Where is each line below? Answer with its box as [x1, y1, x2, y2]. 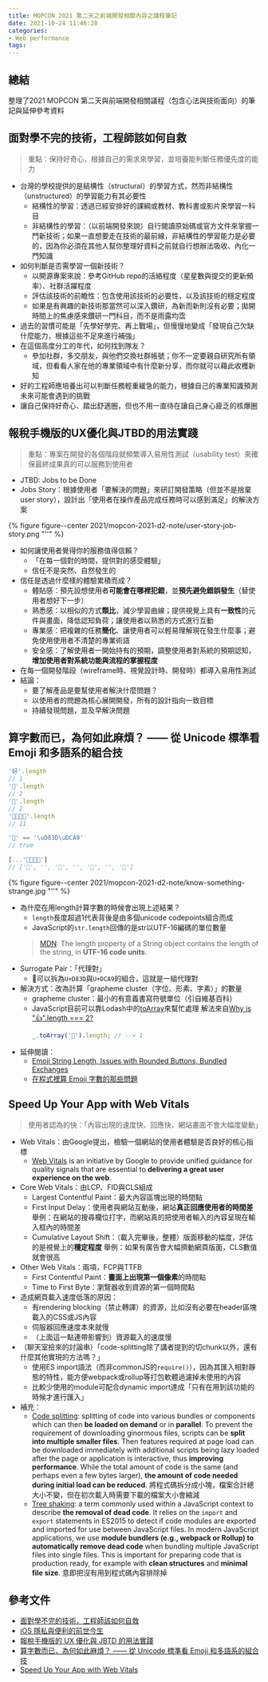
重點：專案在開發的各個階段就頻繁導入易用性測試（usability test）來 [27, 449, 252, 459]
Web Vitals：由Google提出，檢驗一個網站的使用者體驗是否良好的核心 [19, 1136, 247, 1147]
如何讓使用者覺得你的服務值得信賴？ [19, 545, 140, 555]
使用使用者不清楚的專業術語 [38, 635, 130, 645]
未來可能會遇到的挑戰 [19, 391, 90, 400]
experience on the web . [31, 1172, 112, 1183]
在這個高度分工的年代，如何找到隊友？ [19, 340, 146, 350]
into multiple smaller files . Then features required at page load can [31, 1436, 254, 1446]
